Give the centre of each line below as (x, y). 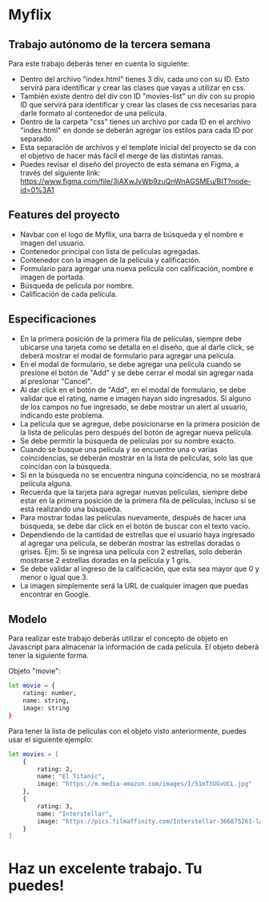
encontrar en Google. (55, 594)
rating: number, (50, 694)
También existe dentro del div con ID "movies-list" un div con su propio (137, 96)
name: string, (46, 701)
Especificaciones (52, 320)
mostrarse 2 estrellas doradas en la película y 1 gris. (105, 560)
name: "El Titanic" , (71, 777)
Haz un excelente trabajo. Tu (105, 868)
